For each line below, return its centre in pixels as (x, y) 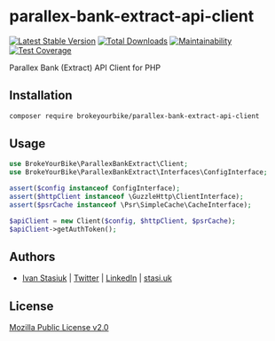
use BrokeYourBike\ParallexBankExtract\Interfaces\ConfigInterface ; (138, 172)
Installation (41, 95)
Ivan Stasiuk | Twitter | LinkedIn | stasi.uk (97, 278)
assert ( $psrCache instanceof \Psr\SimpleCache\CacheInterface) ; (130, 205)
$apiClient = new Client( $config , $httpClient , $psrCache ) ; (123, 221)
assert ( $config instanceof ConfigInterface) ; (94, 188)
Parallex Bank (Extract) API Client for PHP (85, 67)
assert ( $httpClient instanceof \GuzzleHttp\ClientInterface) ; (126, 197)
